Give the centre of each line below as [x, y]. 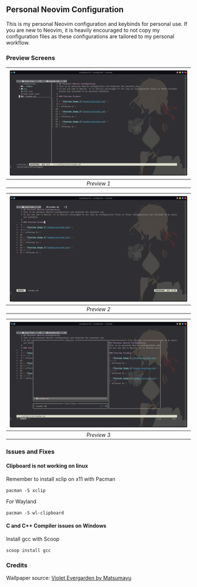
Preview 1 [98, 183]
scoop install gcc [28, 550]
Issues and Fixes [30, 452]
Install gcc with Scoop [33, 539]
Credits [17, 565]
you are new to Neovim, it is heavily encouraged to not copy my [83, 30]
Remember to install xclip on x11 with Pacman [61, 479]
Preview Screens [31, 58]
